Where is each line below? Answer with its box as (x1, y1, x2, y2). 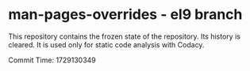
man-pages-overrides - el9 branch (8, 6, 243, 24)
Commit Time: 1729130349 (8, 55, 97, 65)
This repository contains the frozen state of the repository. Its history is (8, 32, 240, 41)
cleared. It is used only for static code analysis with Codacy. (8, 39, 205, 49)
